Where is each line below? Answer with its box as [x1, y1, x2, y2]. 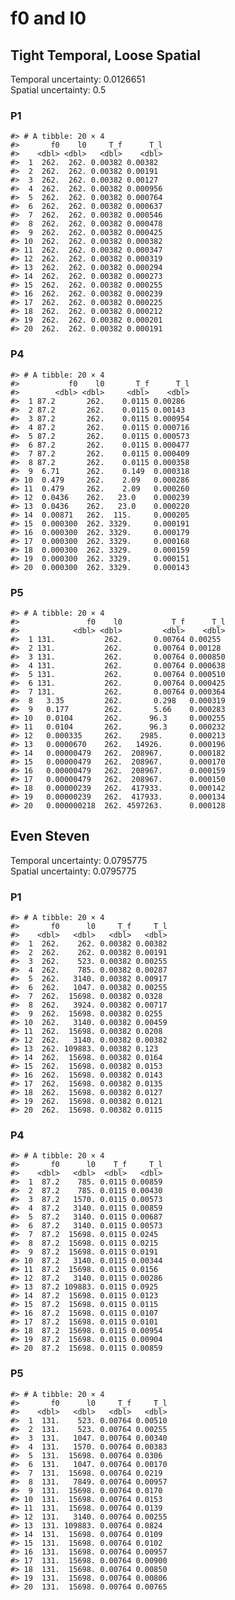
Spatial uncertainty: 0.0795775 [10, 865, 137, 877]
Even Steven [10, 828, 90, 845]
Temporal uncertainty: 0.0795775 [10, 854, 148, 866]
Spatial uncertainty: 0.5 [10, 84, 107, 96]
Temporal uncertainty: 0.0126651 [10, 73, 146, 85]
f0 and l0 [10, 7, 87, 30]
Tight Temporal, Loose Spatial [10, 47, 201, 64]
